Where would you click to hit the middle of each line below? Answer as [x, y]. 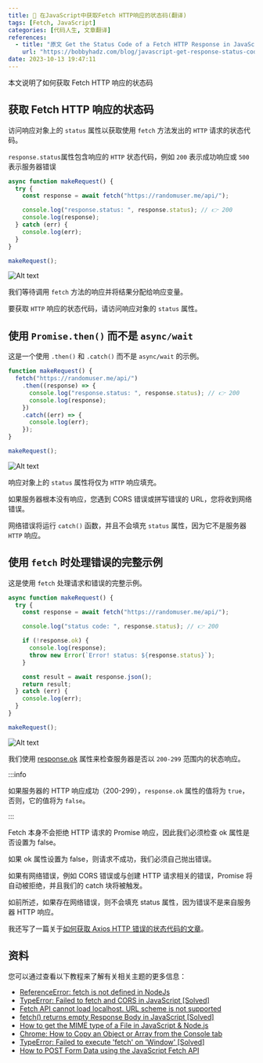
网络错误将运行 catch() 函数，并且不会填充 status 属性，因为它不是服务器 [127, 525]
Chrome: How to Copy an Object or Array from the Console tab [121, 1033]
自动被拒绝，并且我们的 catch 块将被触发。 [77, 885]
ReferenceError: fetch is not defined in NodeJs [95, 992]
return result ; [47, 684]
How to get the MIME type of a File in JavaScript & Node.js [114, 1025]
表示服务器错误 [32, 167]
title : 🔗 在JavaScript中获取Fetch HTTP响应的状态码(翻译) [97, 15]
